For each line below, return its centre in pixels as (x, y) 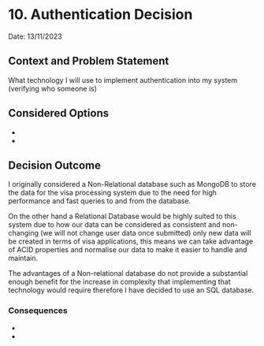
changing (24, 233)
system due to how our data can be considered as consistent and (114, 225)
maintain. (23, 259)
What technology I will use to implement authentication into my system (123, 80)
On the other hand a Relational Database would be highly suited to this (122, 216)
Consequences (38, 311)
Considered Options (58, 113)
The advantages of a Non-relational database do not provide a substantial (128, 273)
